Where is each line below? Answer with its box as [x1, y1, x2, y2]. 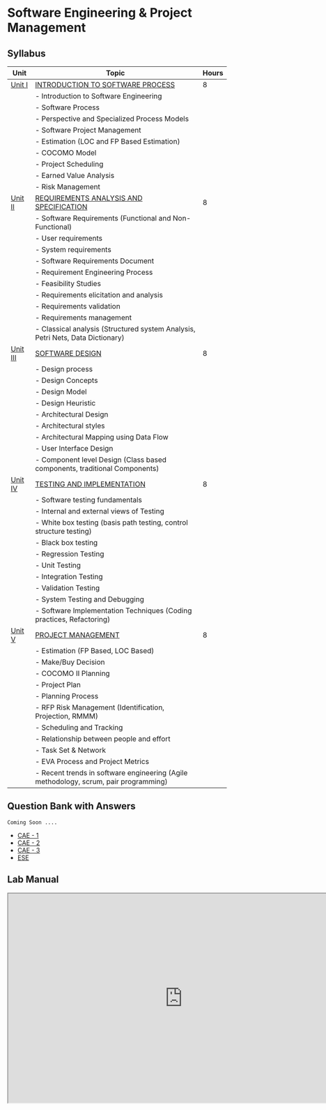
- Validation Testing [34, 583, 100, 592]
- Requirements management [34, 313, 132, 322]
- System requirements [34, 245, 111, 254]
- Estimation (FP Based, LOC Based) [34, 646, 155, 655]
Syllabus [7, 47, 47, 59]
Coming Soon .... [7, 818, 58, 826]
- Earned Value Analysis [34, 171, 115, 180]
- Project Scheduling [34, 159, 104, 169]
